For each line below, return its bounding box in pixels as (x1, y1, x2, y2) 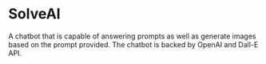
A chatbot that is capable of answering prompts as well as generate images (8, 31, 256, 41)
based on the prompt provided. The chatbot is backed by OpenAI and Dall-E (8, 39, 259, 49)
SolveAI (8, 5, 62, 23)
